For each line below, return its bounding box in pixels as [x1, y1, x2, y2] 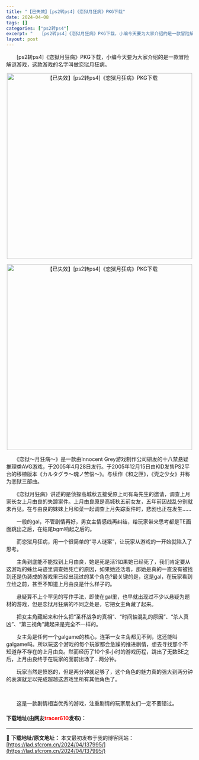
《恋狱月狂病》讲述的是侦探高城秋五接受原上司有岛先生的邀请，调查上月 [16, 491, 191, 497]
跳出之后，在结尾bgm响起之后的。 [11, 526, 95, 532]
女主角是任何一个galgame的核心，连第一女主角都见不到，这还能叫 [16, 633, 178, 640]
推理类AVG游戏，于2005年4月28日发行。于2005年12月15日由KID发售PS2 [6, 463, 185, 470]
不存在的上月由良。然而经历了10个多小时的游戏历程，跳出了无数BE [21, 648, 185, 655]
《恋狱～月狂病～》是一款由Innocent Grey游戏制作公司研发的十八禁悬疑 [16, 456, 188, 463]
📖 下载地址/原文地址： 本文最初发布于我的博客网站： [6, 734, 134, 742]
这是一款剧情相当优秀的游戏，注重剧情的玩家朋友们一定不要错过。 [16, 700, 178, 706]
